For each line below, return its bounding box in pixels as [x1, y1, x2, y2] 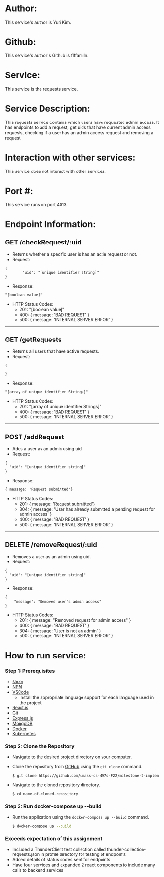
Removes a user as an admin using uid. [12, 554, 91, 560]
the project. [19, 699, 43, 706]
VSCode [12, 689, 29, 695]
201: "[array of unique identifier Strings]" [19, 404, 102, 410]
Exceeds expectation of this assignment [5, 835, 102, 842]
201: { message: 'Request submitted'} [19, 501, 95, 507]
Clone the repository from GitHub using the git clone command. [12, 763, 143, 769]
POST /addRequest [5, 433, 64, 441]
